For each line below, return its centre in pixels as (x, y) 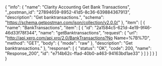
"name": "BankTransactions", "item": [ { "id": (49, 28)
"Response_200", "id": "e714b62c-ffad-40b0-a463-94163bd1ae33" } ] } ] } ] (81, 53)
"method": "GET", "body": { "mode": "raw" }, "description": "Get (69, 43)
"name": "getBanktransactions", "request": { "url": (88, 33)
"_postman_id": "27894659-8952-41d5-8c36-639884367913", (68, 12)
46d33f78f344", (21, 33)
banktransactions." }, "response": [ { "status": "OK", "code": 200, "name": (78, 48)
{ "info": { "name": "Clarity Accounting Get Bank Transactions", (68, 7)
